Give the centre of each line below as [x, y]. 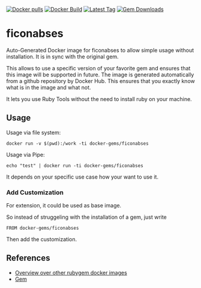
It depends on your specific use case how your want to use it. [82, 177]
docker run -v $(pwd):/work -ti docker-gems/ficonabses [77, 143]
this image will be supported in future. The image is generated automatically [100, 75]
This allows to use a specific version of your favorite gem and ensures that [98, 68]
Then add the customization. [42, 239]
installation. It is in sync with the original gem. [62, 57]
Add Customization [35, 192]
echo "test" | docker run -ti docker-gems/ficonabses [75, 165]
